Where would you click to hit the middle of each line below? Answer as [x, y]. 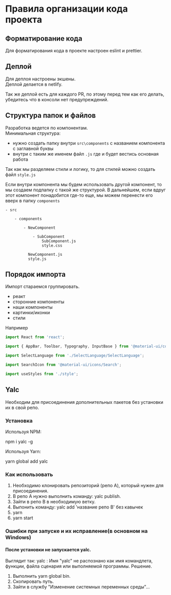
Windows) [18, 538]
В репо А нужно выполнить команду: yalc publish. [67, 496]
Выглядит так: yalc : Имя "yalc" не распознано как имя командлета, [79, 561]
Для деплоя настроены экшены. [40, 79]
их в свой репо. [22, 407]
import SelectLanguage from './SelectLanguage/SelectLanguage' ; [75, 356]
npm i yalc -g [19, 441]
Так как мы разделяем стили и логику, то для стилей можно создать [80, 169]
